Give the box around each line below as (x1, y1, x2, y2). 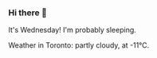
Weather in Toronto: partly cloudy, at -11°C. (8, 41, 150, 50)
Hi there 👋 (8, 7, 48, 18)
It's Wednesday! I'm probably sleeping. (8, 25, 137, 35)
